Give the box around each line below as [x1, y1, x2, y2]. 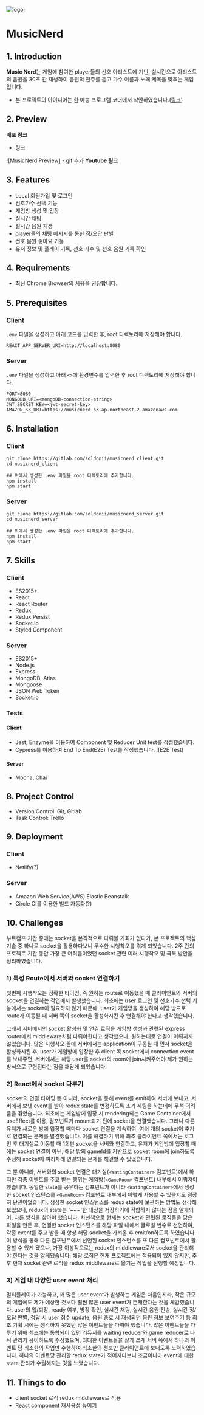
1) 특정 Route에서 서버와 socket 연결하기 [6, 974, 120, 983]
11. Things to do [6, 1377, 66, 1388]
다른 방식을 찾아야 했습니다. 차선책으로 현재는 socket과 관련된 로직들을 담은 [14, 1213, 193, 1221]
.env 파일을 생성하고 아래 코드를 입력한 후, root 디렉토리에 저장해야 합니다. [6, 331, 183, 338]
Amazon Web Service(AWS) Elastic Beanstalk [15, 892, 129, 900]
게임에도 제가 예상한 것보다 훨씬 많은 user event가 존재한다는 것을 [12, 1298, 169, 1306]
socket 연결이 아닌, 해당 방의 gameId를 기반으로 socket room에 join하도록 [17, 1148, 195, 1155]
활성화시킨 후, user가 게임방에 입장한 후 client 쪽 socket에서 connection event [6, 1047, 194, 1055]
